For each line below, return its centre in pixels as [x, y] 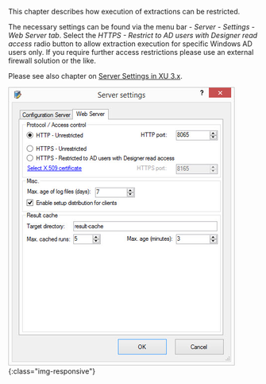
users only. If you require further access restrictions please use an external [131, 52]
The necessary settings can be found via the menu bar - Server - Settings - [132, 27]
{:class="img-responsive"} [52, 371]
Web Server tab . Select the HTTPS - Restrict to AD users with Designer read [133, 35]
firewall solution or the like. [52, 60]
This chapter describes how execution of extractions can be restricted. [124, 12]
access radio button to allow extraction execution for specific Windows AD [130, 44]
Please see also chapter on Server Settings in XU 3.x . [95, 76]
